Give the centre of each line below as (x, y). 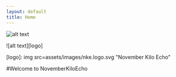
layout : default (26, 12)
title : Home (21, 17)
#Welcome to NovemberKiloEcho (47, 68)
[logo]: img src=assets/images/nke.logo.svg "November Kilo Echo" (89, 57)
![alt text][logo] (24, 46)
